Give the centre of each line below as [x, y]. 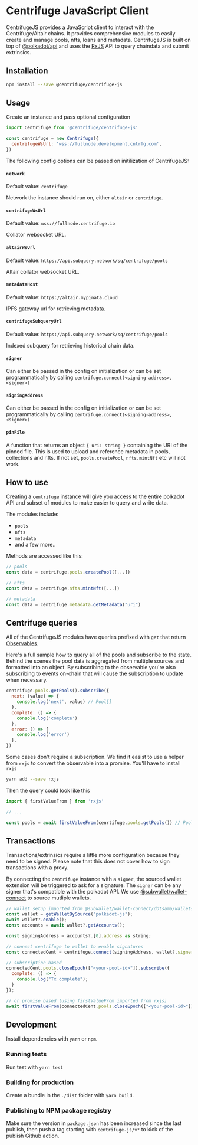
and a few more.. [35, 545]
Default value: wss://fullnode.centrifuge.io [61, 223]
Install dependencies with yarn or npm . [52, 1039]
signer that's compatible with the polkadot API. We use [73, 892]
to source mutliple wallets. [59, 898]
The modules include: [32, 514]
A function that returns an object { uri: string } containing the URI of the [97, 445]
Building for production [40, 1082]
